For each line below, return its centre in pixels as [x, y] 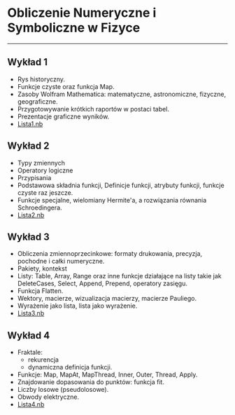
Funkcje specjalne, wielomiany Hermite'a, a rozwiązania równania [112, 200]
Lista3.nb [31, 313]
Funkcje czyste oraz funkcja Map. [66, 86]
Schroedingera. [40, 207]
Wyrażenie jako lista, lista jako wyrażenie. [77, 306]
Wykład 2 [28, 146]
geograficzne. [37, 101]
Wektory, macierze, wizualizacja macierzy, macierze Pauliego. [107, 299]
